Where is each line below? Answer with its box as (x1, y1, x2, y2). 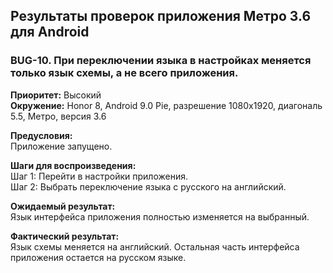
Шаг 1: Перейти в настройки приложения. (10, 170, 188, 182)
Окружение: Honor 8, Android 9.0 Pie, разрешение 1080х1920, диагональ (10, 99, 323, 111)
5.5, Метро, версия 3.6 (10, 110, 107, 122)
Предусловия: (10, 129, 73, 141)
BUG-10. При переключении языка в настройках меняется (10, 54, 312, 68)
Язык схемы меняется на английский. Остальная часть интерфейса (10, 240, 300, 253)
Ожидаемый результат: (10, 200, 116, 212)
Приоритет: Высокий (10, 89, 102, 101)
